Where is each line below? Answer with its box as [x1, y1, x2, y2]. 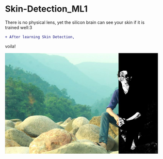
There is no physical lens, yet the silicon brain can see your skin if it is [5, 19, 145, 25]
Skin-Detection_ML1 [5, 3, 88, 15]
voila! [5, 43, 16, 49]
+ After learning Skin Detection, [5, 34, 75, 39]
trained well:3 [5, 24, 33, 30]
